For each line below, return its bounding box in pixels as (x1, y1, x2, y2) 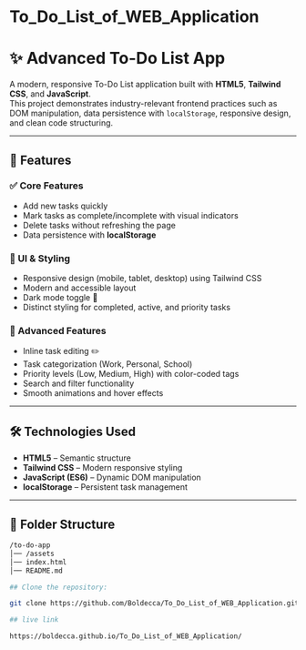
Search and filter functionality (22, 378, 135, 389)
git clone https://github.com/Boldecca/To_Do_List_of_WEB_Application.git (9, 599, 300, 608)
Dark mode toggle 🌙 (22, 292, 98, 303)
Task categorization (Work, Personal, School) (22, 359, 193, 370)
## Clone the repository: (9, 583, 107, 592)
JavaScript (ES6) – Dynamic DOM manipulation (22, 472, 202, 483)
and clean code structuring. (9, 117, 114, 128)
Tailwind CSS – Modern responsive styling (22, 462, 183, 473)
